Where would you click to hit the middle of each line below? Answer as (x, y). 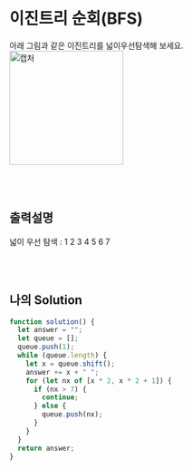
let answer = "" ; (50, 330)
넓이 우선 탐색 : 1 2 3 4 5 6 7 (60, 241)
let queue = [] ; (48, 338)
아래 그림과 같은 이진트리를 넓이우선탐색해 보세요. (96, 45)
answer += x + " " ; (62, 372)
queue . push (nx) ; (72, 415)
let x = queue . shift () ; (71, 364)
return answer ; (46, 448)
